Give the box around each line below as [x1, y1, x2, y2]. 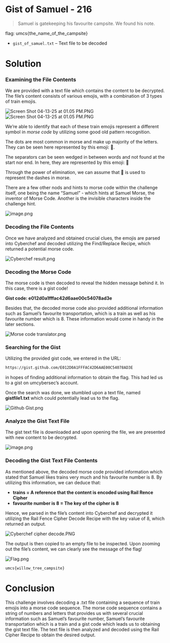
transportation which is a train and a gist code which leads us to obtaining [5, 621, 160, 627]
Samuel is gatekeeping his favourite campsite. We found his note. [17, 20, 155, 26]
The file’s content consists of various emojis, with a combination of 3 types [5, 93, 162, 99]
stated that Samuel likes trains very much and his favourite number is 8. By [5, 474, 162, 480]
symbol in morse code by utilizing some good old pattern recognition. [5, 129, 151, 135]
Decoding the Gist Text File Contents [5, 457, 98, 464]
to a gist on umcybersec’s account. [5, 380, 79, 386]
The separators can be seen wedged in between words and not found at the [5, 154, 165, 160]
